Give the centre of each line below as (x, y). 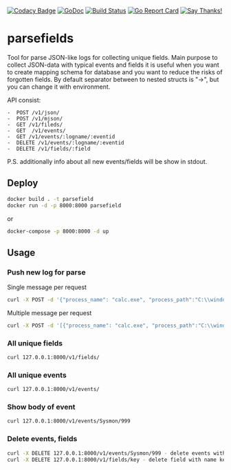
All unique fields (35, 343)
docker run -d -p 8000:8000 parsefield (64, 205)
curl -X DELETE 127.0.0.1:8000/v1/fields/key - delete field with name (112, 460)
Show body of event (41, 407)
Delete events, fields (42, 439)
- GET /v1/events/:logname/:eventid (61, 137)
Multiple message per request (49, 312)
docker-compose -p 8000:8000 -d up (58, 231)
